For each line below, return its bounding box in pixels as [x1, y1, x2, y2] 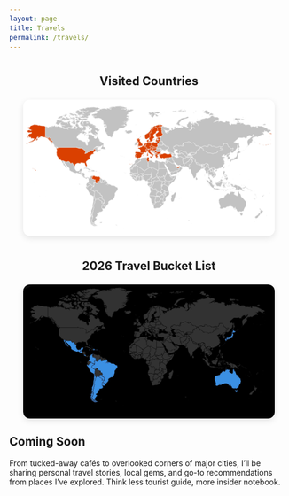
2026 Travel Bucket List [82, 258, 216, 274]
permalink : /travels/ [9, 33, 90, 42]
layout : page [9, 14, 58, 23]
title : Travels [9, 23, 66, 33]
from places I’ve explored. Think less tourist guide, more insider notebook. [9, 477, 281, 487]
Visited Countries [99, 74, 199, 89]
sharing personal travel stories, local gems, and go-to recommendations [9, 467, 273, 477]
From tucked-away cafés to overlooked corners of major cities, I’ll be [9, 457, 262, 469]
